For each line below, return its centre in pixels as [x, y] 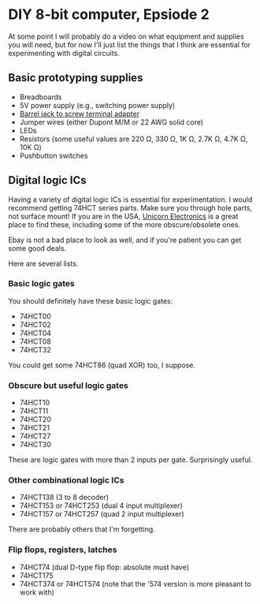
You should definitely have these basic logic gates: [91, 300]
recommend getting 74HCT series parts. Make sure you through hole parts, [130, 207]
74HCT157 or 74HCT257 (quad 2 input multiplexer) [102, 514]
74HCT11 [34, 411]
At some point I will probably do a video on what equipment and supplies [126, 36]
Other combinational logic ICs [66, 480]
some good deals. [37, 248]
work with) [37, 592]
